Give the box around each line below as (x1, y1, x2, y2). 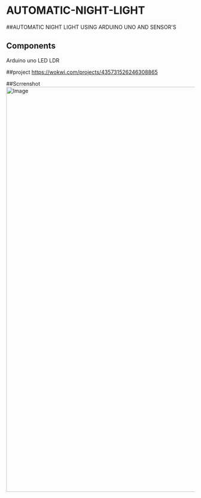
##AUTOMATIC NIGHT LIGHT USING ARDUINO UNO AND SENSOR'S (6, 23, 176, 31)
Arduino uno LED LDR (6, 56, 60, 64)
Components (6, 41, 56, 51)
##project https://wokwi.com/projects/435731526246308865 (6, 68, 159, 76)
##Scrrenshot (6, 80, 41, 87)
